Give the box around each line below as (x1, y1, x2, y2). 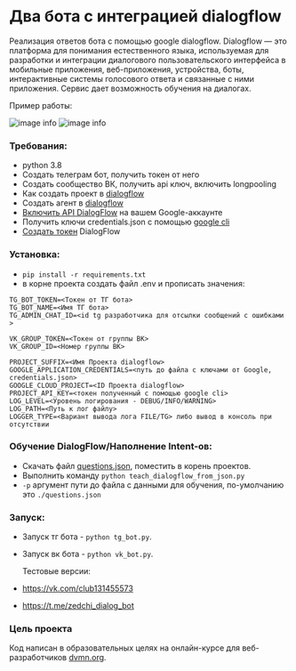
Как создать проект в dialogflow (21, 189, 145, 199)
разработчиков (9, 652, 68, 663)
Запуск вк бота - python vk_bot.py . (21, 549, 154, 560)
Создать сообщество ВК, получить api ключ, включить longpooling (21, 179, 277, 190)
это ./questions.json (21, 489, 101, 499)
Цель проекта (9, 623, 73, 635)
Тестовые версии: (21, 566, 92, 577)
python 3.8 (21, 160, 62, 171)
